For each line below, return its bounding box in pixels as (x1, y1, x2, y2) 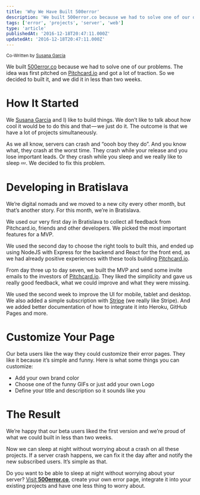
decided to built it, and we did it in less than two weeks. (6, 76, 142, 83)
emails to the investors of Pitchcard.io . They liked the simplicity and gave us (6, 272, 192, 280)
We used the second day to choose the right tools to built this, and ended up (6, 242, 194, 249)
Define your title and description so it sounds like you (14, 387, 146, 394)
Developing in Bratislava (6, 181, 129, 194)
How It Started (6, 96, 79, 110)
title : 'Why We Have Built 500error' (6, 8, 100, 15)
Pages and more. (6, 309, 48, 317)
